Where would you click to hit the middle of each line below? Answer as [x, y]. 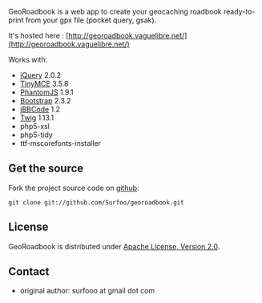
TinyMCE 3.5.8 [44, 84]
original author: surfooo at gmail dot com [87, 291]
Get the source [46, 169]
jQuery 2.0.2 [40, 75]
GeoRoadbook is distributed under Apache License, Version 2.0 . [114, 246]
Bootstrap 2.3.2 [45, 101]
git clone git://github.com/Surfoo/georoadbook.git [96, 202]
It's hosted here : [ [38, 36]
